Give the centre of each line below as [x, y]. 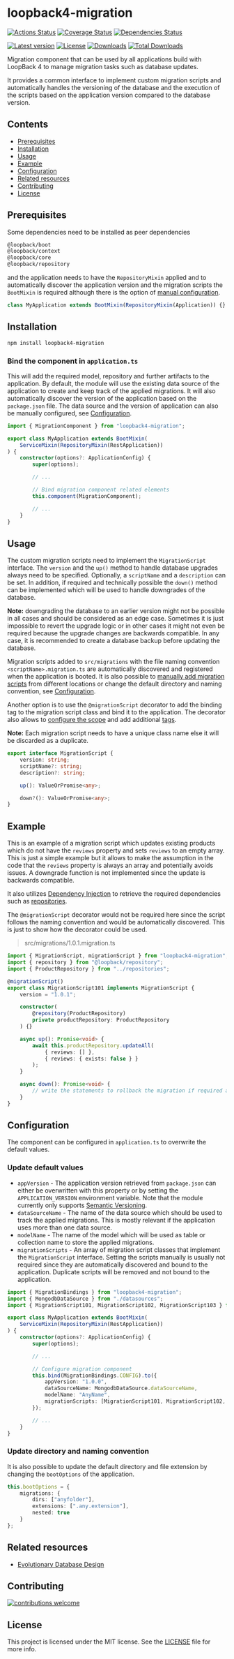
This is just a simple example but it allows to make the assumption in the [111, 858]
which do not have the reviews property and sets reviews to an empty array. [116, 850]
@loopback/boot [29, 245]
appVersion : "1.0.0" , [76, 1382]
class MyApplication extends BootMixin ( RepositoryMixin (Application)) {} [117, 305]
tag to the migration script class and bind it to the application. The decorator [117, 712]
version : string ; [45, 760]
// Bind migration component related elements [101, 490]
